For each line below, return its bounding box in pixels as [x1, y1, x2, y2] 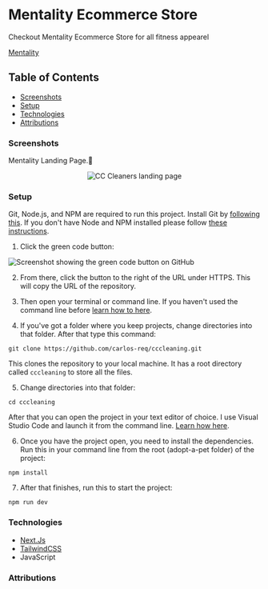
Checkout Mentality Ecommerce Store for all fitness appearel [8, 32, 210, 42]
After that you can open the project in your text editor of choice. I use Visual [8, 412, 258, 422]
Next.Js [19, 535, 46, 545]
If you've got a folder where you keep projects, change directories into [19, 321, 253, 331]
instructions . [8, 226, 50, 236]
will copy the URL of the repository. [19, 282, 137, 291]
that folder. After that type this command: [19, 330, 156, 339]
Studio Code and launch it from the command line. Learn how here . [8, 421, 230, 431]
